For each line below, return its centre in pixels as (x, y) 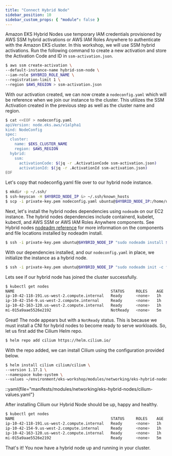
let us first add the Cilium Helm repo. (44, 331)
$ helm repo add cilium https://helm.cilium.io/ (58, 340)
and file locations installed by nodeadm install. (54, 233)
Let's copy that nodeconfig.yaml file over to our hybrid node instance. (79, 182)
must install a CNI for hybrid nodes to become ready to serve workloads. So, (86, 325)
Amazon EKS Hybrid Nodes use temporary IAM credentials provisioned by (83, 34)
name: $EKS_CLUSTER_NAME (41, 144)
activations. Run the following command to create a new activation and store (86, 51)
